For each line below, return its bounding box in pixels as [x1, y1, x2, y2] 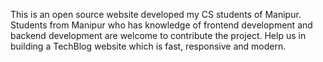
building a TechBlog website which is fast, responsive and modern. [10, 40, 287, 52]
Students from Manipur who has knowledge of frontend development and [10, 19, 313, 31]
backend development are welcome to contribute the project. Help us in [10, 30, 307, 41]
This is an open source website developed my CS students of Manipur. [10, 9, 302, 20]
